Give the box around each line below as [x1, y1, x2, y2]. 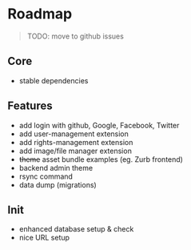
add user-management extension [18, 129, 129, 139]
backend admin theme [18, 163, 94, 172]
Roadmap [7, 5, 73, 23]
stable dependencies [18, 75, 89, 85]
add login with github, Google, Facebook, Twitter [18, 120, 180, 130]
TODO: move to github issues [26, 31, 125, 41]
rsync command [18, 171, 74, 181]
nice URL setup [18, 233, 70, 243]
